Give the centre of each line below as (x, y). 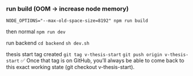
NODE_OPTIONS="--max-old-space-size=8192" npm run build (77, 21)
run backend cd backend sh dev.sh (48, 43)
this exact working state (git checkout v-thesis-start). (70, 67)
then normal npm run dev (36, 32)
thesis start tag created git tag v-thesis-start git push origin (84, 54)
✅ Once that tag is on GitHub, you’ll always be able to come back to (102, 61)
